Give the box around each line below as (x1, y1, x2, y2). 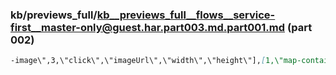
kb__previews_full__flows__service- (96, 8, 276, 22)
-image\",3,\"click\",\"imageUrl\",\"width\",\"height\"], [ (10, 56, 267, 66)
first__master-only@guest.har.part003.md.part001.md (10, 20, 286, 34)
